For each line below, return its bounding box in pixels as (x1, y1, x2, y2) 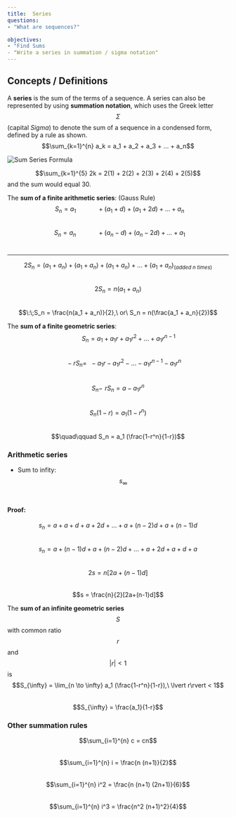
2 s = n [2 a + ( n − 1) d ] (88, 568, 148, 577)
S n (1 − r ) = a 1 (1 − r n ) (89, 407, 147, 418)
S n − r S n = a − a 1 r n (91, 382, 145, 394)
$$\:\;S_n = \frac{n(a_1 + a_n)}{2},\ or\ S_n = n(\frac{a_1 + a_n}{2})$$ (18, 309, 218, 316)
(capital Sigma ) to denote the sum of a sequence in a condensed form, (7, 123, 212, 131)
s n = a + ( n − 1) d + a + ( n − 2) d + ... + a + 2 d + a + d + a (38, 544, 198, 555)
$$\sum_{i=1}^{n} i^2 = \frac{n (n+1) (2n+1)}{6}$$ (46, 780, 190, 788)
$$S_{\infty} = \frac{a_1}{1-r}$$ (72, 702, 164, 711)
